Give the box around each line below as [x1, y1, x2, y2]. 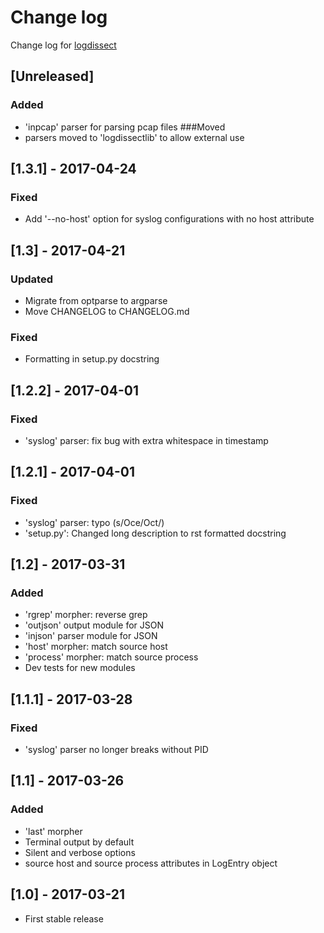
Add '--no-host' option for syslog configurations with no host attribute [24, 213, 315, 225]
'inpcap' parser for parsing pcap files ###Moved [24, 121, 226, 133]
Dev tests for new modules [24, 662, 136, 674]
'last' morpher [24, 825, 83, 837]
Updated [10, 272, 53, 286]
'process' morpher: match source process [24, 651, 199, 663]
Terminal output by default [24, 836, 135, 848]
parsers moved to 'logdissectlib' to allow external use [24, 131, 245, 143]
